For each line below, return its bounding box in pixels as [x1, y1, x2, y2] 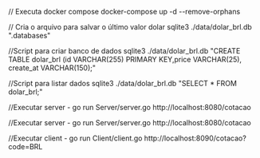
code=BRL [8, 142, 43, 151]
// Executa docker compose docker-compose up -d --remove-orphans [8, 7, 241, 16]
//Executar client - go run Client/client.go [8, 133, 143, 143]
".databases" [8, 31, 51, 40]
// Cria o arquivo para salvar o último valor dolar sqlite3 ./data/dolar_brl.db [8, 22, 253, 31]
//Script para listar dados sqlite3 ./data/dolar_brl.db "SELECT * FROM [8, 79, 238, 88]
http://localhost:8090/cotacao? [144, 133, 247, 143]
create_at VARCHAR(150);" [8, 63, 97, 73]
